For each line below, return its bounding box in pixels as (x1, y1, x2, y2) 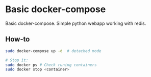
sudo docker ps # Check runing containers (5, 62, 97, 67)
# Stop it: (5, 57, 29, 63)
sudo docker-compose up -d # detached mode (5, 48, 102, 54)
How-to (5, 35, 30, 44)
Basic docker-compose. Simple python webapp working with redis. (5, 20, 146, 26)
